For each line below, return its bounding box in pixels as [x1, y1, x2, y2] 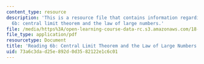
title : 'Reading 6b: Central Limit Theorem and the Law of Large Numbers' [6, 43, 200, 49]
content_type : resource [6, 9, 67, 15]
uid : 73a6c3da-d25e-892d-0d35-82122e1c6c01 [6, 49, 118, 55]
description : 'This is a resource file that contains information [6, 15, 178, 21]
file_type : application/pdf [6, 32, 78, 38]
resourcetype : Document [6, 37, 67, 43]
